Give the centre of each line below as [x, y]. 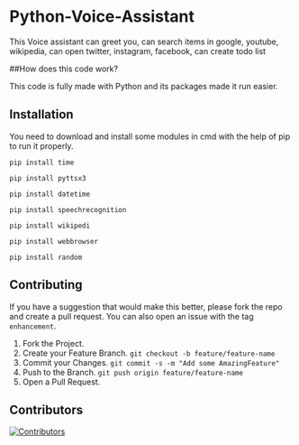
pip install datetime [50, 194]
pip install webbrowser [54, 241]
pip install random [46, 257]
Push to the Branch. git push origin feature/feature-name [132, 372]
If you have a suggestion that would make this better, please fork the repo [146, 306]
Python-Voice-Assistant [102, 17]
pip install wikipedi [50, 226]
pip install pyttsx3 [48, 178]
